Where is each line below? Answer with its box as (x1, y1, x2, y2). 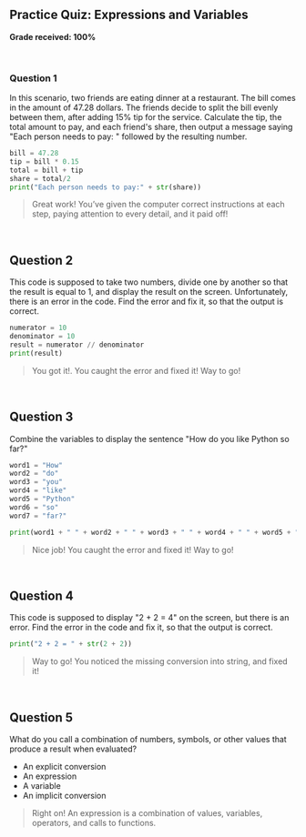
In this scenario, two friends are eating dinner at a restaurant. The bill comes (9, 93, 296, 104)
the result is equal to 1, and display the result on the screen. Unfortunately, (9, 287, 289, 297)
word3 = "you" (9, 478, 64, 487)
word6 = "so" (9, 502, 59, 512)
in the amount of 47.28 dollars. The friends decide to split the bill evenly (9, 102, 279, 113)
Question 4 (9, 589, 75, 603)
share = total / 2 (9, 174, 71, 183)
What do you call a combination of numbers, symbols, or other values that (9, 734, 287, 745)
